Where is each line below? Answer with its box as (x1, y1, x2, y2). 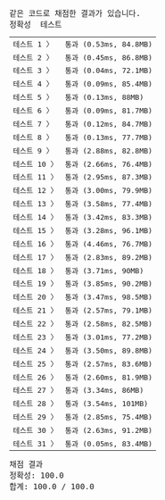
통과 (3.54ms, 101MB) (64, 399, 149, 409)
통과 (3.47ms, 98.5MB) (64, 293, 153, 302)
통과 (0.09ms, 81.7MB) (64, 106, 153, 115)
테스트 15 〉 (12, 226, 58, 235)
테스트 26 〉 (12, 372, 58, 382)
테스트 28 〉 (12, 399, 58, 409)
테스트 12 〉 (12, 186, 58, 196)
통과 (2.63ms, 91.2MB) (64, 426, 153, 435)
